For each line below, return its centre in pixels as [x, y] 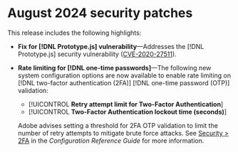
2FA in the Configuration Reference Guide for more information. [111, 141]
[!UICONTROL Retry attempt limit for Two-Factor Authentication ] [126, 104]
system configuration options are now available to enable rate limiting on [124, 75]
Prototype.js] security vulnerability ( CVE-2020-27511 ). [97, 54]
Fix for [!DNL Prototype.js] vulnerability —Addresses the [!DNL [111, 46]
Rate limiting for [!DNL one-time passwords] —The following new [114, 67]
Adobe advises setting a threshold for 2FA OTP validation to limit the [118, 125]
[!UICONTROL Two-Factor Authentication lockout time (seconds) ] [127, 112]
